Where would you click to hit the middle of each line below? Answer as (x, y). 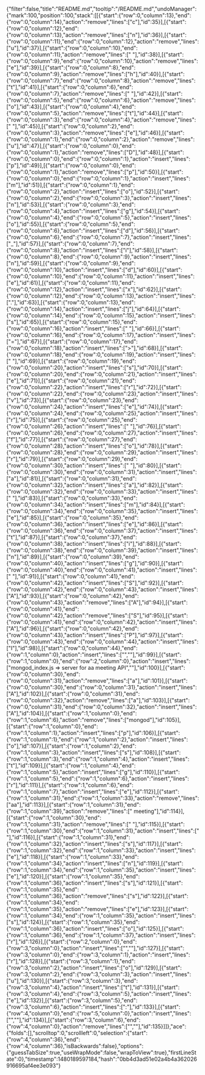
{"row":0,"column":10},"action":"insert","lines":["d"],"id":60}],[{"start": (94, 270)
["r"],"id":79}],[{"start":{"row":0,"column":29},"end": (72, 459)
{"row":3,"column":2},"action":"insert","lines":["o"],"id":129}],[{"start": (94, 968)
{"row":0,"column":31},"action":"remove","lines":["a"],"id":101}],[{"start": (97, 681)
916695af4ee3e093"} (34, 1065)
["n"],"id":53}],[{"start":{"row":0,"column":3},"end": (71, 204)
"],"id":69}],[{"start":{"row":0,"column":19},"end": (74, 361)
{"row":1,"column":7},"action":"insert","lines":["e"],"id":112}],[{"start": (93, 792)
